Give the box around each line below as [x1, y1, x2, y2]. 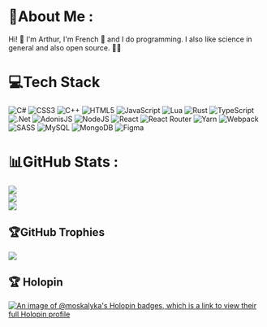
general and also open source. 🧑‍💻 [8, 42, 122, 52]
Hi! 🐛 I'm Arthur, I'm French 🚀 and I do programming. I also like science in [8, 34, 253, 44]
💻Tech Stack [8, 73, 101, 92]
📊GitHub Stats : [8, 153, 119, 172]
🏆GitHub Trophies [8, 225, 106, 239]
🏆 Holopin [8, 276, 63, 290]
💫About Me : [8, 7, 94, 26]
